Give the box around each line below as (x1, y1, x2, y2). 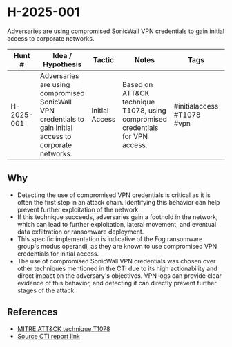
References (7, 306, 58, 318)
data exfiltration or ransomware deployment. (17, 227, 144, 236)
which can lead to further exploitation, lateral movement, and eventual (17, 220, 217, 228)
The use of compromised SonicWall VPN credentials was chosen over (17, 256, 216, 265)
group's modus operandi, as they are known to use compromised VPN (17, 242, 217, 250)
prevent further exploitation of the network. (17, 205, 140, 214)
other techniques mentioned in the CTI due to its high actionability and (17, 264, 217, 272)
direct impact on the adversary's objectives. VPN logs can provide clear (17, 271, 222, 280)
